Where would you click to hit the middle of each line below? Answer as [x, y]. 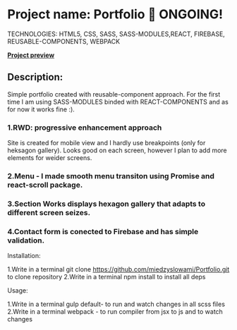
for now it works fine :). [41, 109]
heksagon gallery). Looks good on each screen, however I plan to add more [117, 150]
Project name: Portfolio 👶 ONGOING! [115, 14]
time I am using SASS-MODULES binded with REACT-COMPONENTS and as [118, 102]
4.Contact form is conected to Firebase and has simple [103, 231]
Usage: [18, 291]
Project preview [31, 55]
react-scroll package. [45, 185]
